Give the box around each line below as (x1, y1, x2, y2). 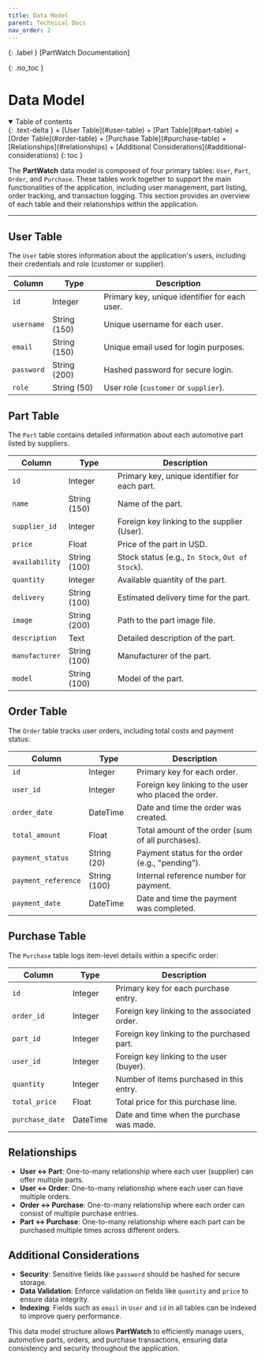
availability (12, 557, 62, 566)
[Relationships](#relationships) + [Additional (8, 142, 151, 152)
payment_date (12, 899, 62, 907)
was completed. (136, 903, 196, 914)
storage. (19, 1278, 47, 1287)
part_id (12, 1034, 41, 1043)
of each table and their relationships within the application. (8, 199, 199, 209)
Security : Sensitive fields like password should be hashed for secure (19, 1269, 241, 1279)
